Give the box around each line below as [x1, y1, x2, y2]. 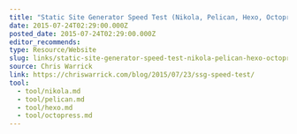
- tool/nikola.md [17, 86, 81, 95]
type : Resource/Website [9, 46, 97, 55]
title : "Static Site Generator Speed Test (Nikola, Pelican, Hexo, [9, 12, 263, 22]
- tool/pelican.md [17, 94, 86, 104]
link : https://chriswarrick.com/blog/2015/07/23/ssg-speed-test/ [9, 71, 255, 79]
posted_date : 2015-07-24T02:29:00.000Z [9, 29, 156, 38]
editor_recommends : [9, 37, 81, 47]
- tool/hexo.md [17, 103, 73, 112]
